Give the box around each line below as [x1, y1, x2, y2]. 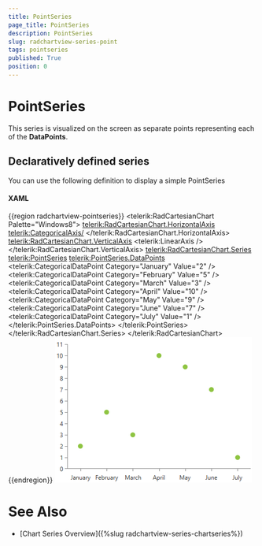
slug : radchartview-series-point [8, 38, 118, 46]
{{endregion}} [8, 475, 54, 485]
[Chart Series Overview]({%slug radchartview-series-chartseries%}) [19, 529, 244, 538]
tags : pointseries [8, 46, 68, 54]
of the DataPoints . [8, 132, 68, 141]
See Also [8, 503, 68, 521]
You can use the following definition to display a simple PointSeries [8, 176, 226, 185]
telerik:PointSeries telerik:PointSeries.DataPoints [8, 253, 165, 262]
